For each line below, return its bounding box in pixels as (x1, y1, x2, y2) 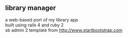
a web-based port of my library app (5, 17, 78, 22)
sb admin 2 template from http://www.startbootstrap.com (5, 27, 123, 33)
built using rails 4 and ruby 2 (5, 22, 64, 28)
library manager (5, 4, 56, 12)
